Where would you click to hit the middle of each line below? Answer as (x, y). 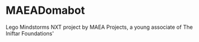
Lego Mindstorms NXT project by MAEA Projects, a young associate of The (99, 27)
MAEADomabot (45, 10)
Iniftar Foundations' (30, 33)
